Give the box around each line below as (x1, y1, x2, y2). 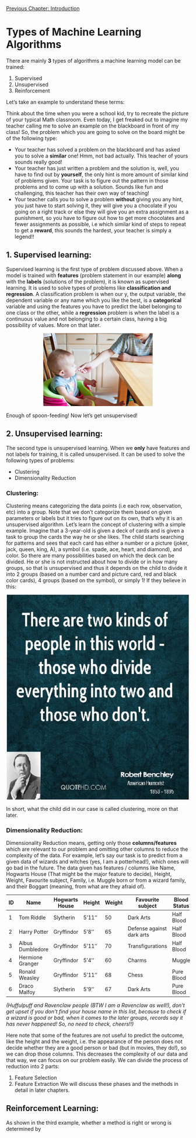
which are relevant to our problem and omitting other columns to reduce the (6, 845, 188, 853)
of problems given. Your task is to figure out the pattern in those (14, 177, 169, 184)
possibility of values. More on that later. (6, 321, 101, 328)
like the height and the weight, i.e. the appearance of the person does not (6, 1038, 183, 1045)
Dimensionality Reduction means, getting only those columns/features (6, 840, 177, 847)
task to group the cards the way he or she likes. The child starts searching (6, 534, 184, 541)
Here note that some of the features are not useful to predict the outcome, (6, 1032, 184, 1039)
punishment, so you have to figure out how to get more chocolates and (14, 214, 185, 221)
